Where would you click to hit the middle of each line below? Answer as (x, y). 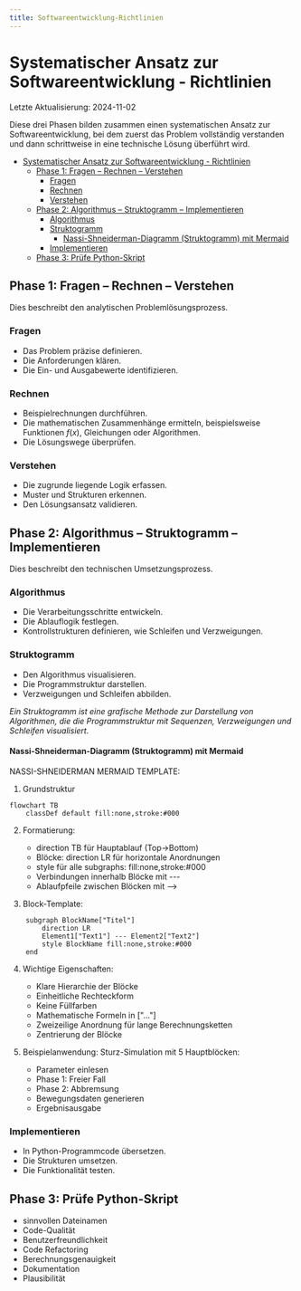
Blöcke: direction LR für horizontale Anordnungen (128, 857)
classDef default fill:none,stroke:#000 (103, 813)
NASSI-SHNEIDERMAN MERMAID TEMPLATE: (95, 771)
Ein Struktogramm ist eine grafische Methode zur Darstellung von (132, 711)
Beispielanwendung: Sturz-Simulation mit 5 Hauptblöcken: (131, 1052)
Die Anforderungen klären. (72, 360)
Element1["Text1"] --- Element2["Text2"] (121, 936)
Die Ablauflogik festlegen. (71, 622)
